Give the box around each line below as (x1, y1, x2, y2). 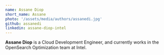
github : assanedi (5, 21, 42, 26)
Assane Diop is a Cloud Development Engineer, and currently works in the (5, 39, 159, 45)
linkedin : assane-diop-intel (5, 26, 66, 31)
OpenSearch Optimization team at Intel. (5, 45, 87, 51)
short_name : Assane (5, 12, 46, 17)
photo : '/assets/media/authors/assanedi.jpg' (5, 16, 102, 21)
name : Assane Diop (5, 7, 44, 12)
